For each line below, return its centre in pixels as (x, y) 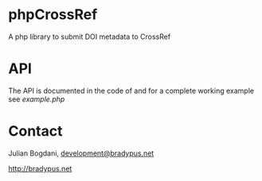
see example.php (37, 99)
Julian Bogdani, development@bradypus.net (81, 153)
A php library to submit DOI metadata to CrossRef (90, 37)
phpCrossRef (53, 15)
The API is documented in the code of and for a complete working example (131, 90)
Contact (35, 131)
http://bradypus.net (40, 168)
